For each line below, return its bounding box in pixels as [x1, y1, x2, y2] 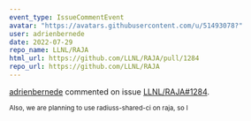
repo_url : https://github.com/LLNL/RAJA [9, 63, 161, 72]
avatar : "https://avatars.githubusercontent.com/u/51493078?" [9, 21, 243, 30]
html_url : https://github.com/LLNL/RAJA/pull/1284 [9, 54, 200, 63]
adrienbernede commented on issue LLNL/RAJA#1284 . [9, 86, 210, 97]
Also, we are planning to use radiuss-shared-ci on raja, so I [9, 103, 188, 112]
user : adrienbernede [9, 29, 86, 38]
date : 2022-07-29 [9, 37, 73, 47]
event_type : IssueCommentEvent [9, 12, 125, 22]
